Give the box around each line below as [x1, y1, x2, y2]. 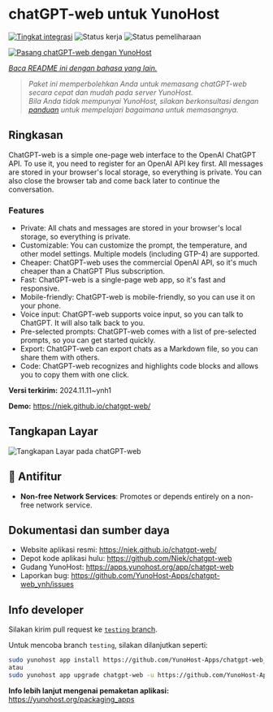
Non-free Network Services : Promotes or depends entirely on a [19, 491, 236, 501]
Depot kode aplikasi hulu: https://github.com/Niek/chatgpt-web [19, 554, 232, 563]
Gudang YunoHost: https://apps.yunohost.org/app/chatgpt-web [19, 562, 234, 572]
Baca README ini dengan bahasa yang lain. [8, 63, 158, 73]
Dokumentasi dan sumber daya [8, 524, 170, 537]
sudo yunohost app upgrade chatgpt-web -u [8, 671, 154, 680]
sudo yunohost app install [8, 656, 100, 664]
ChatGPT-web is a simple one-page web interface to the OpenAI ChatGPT [8, 149, 257, 159]
